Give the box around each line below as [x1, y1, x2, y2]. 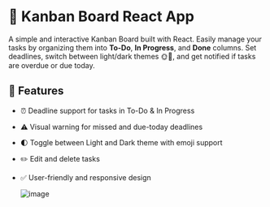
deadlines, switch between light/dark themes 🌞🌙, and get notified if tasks [8, 51, 256, 61]
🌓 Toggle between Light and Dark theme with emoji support [20, 137, 223, 147]
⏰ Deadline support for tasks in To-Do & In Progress [20, 106, 195, 115]
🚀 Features [8, 84, 64, 98]
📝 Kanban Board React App [8, 7, 195, 26]
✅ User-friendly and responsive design [20, 172, 152, 182]
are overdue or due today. [8, 60, 95, 70]
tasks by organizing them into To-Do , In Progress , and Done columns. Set [8, 42, 257, 52]
